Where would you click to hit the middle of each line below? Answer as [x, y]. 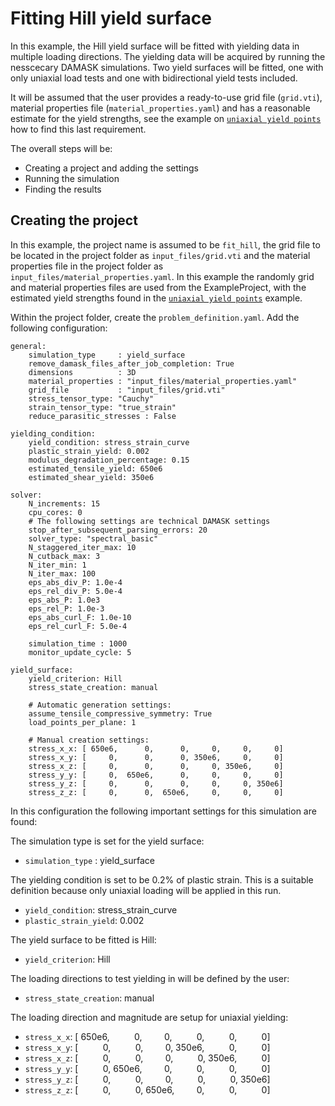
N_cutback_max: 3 [64, 556]
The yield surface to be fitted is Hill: [83, 939]
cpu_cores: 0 [55, 512]
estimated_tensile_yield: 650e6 [95, 468]
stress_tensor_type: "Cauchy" [91, 398]
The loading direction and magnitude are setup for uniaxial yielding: [149, 1017]
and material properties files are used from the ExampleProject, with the [158, 287]
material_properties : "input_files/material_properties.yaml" [163, 381]
